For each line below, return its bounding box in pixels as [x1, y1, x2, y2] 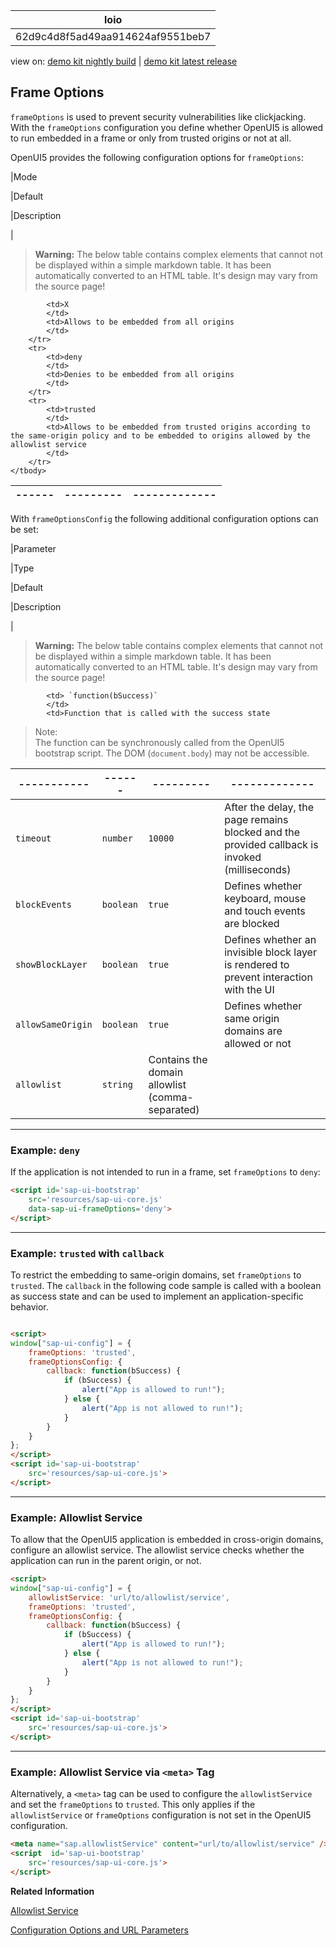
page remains [224, 812, 289, 826]
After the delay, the [224, 800, 315, 814]
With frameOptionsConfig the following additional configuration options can [10, 512, 319, 524]
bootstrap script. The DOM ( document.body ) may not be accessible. [34, 747, 310, 759]
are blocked [224, 916, 280, 930]
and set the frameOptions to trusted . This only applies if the [10, 1799, 256, 1811]
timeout [15, 832, 52, 844]
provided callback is [224, 837, 319, 851]
